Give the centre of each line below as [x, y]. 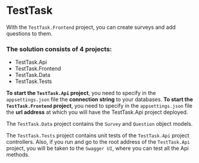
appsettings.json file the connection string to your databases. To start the [100, 99]
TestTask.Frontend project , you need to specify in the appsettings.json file [99, 106]
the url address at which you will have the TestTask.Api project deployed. [97, 112]
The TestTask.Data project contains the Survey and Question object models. [99, 124]
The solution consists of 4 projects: [59, 49]
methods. [18, 155]
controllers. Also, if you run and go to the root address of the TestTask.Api [98, 142]
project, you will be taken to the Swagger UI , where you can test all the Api [98, 149]
